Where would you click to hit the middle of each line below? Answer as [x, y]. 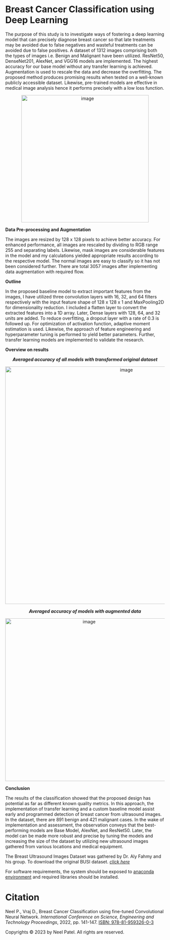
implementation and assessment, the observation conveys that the [75, 825]
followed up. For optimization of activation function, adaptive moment [78, 323]
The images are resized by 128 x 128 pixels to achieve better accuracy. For [83, 239]
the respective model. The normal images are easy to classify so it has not [83, 261]
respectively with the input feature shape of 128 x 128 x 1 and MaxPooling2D [85, 302]
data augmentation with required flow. [45, 272]
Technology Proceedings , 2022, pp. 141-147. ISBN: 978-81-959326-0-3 [80, 922]
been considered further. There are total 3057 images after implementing [81, 266]
